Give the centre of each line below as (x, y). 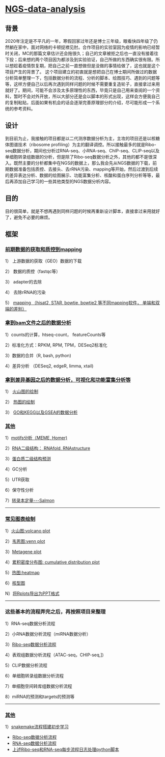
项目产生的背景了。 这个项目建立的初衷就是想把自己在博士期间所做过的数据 (81, 72)
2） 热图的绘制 (20, 402)
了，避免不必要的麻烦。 (29, 217)
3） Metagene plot (23, 552)
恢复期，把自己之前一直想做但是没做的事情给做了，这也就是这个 (95, 66)
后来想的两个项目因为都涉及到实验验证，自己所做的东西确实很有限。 (87, 59)
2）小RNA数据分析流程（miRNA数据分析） (48, 634)
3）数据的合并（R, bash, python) (38, 355)
